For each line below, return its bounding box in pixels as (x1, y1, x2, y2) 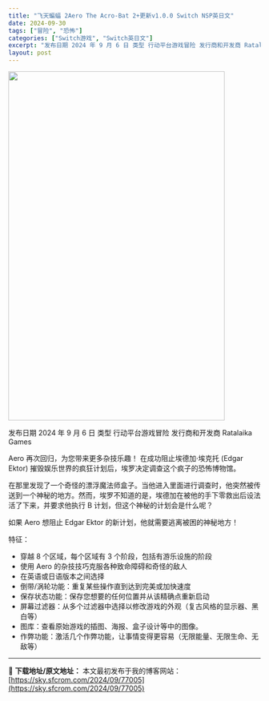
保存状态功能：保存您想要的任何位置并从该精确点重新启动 (19, 591, 210, 601)
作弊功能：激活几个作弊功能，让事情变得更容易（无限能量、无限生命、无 (19, 631, 259, 641)
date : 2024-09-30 (8, 19, 66, 27)
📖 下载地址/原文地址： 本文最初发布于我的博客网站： (8, 666, 182, 675)
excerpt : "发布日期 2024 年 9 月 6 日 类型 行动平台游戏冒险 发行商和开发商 (8, 42, 242, 50)
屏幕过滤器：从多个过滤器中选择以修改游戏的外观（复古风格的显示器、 (19, 602, 252, 611)
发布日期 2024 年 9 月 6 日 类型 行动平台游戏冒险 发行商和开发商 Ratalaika (8, 428, 252, 437)
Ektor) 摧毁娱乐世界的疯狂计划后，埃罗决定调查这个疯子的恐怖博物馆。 (8, 463, 241, 473)
